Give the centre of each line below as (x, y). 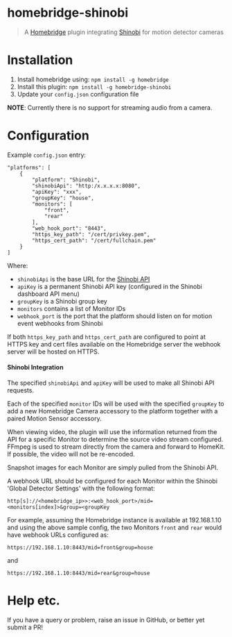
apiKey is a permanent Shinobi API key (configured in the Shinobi (109, 286)
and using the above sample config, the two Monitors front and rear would (115, 528)
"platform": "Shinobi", (66, 180)
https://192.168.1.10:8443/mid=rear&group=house (79, 573)
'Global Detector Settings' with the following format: (81, 488)
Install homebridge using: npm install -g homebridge (93, 79)
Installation (40, 60)
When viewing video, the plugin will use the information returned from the (112, 432)
